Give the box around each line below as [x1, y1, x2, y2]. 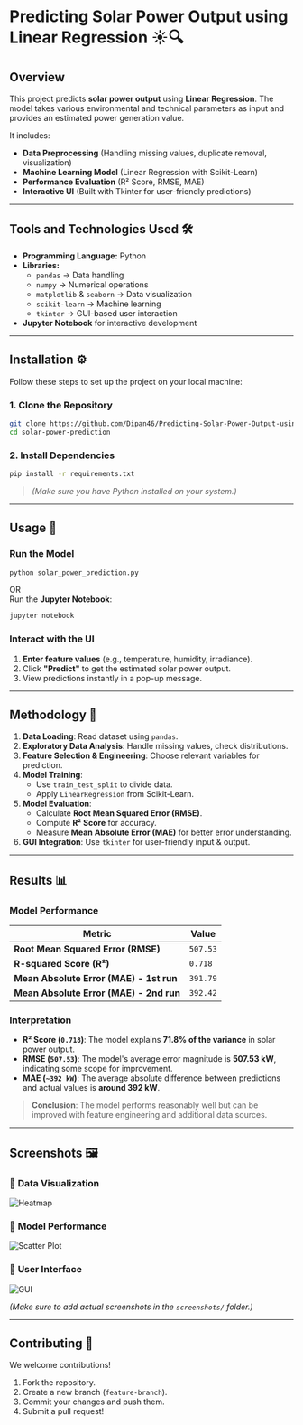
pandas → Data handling [35, 269, 124, 280]
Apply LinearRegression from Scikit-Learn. [35, 789, 195, 800]
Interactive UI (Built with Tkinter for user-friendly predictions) [22, 186, 252, 196]
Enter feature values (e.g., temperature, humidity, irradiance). [22, 653, 253, 664]
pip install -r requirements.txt [9, 469, 135, 478]
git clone [9, 418, 47, 428]
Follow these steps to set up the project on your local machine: [9, 376, 243, 387]
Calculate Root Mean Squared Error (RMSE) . [35, 808, 203, 819]
